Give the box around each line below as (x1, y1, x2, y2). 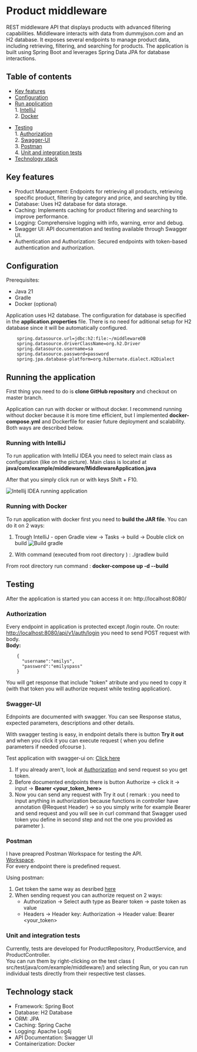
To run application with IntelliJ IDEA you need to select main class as (6, 452, 172, 459)
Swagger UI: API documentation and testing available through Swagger (14, 225, 187, 232)
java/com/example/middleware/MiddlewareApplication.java (6, 465, 157, 472)
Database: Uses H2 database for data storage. (14, 200, 128, 207)
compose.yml (6, 418, 41, 425)
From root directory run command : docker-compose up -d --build (6, 562, 169, 569)
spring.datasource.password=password (16, 351, 109, 357)
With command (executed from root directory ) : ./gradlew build (14, 551, 169, 558)
